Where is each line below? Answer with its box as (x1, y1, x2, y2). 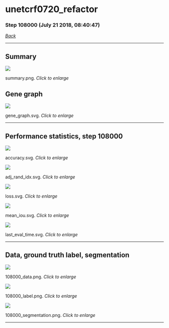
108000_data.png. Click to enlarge (5, 274, 76, 280)
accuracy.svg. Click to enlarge (5, 155, 68, 161)
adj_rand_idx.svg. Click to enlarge (5, 174, 75, 180)
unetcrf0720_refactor (5, 4, 98, 15)
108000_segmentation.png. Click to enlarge (5, 312, 96, 318)
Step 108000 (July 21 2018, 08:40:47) (5, 22, 100, 29)
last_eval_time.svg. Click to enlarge (5, 231, 78, 237)
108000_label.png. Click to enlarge (5, 293, 77, 299)
